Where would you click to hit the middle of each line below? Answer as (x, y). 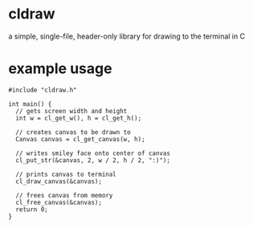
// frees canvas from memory (64, 195)
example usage (60, 69)
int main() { (30, 104)
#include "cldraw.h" (43, 90)
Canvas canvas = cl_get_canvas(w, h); (81, 139)
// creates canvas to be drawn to (73, 132)
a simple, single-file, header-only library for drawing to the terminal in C (127, 36)
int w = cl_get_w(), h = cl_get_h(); (79, 118)
